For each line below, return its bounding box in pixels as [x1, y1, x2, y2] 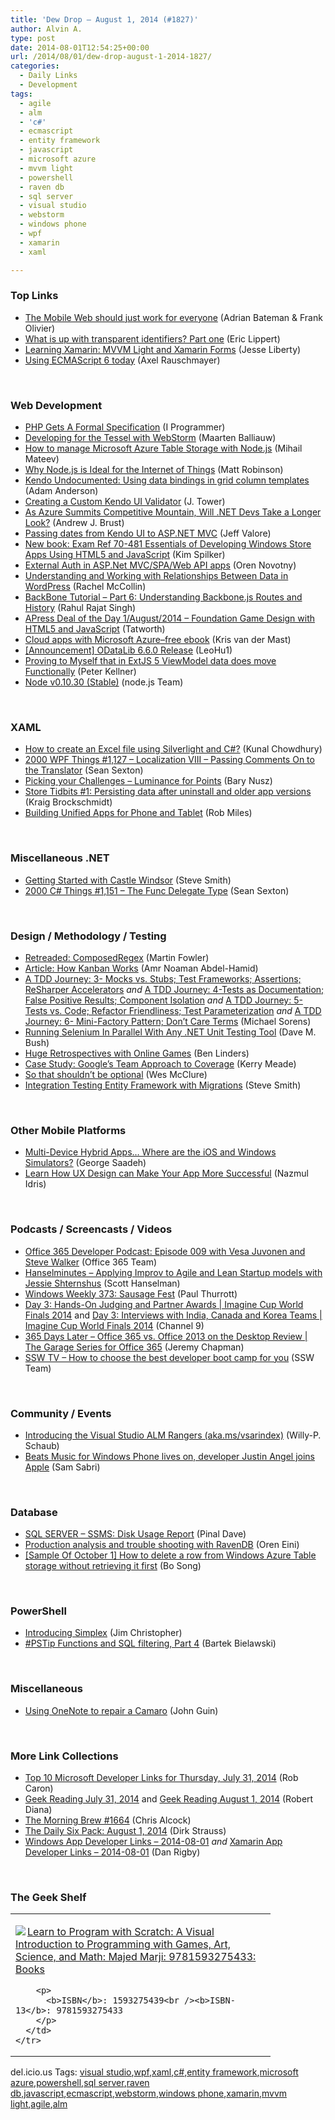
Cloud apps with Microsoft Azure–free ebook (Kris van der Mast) [24, 634, 292, 646]
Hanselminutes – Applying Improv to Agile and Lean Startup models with [24, 1266, 323, 1278]
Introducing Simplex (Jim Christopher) [24, 1627, 183, 1639]
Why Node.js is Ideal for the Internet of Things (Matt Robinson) [24, 464, 284, 476]
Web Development [10, 398, 103, 412]
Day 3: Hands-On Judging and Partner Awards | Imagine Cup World [24, 1298, 304, 1310]
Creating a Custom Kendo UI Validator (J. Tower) [24, 496, 226, 508]
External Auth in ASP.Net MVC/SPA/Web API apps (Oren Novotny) [24, 559, 297, 571]
